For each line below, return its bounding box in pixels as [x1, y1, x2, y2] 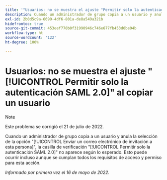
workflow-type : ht [5, 30, 43, 35]
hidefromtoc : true [5, 21, 43, 26]
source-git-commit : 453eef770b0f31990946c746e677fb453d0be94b [5, 26, 137, 31]
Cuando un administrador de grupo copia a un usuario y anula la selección [5, 133, 158, 139]
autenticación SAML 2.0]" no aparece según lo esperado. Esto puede [5, 149, 148, 155]
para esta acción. [5, 160, 41, 166]
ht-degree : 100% [5, 40, 39, 45]
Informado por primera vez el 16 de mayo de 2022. [5, 169, 110, 175]
